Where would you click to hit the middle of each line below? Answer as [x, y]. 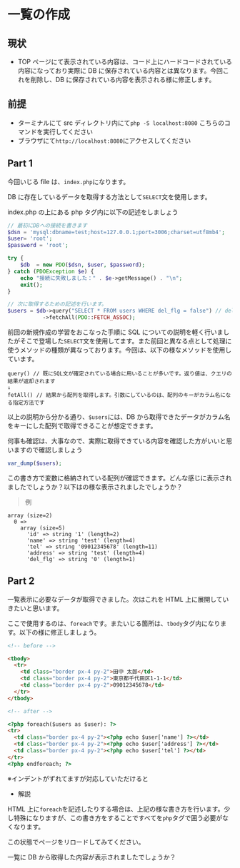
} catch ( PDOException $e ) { [51, 271]
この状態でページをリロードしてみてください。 [76, 842]
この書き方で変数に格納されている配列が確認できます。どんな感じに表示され [120, 478]
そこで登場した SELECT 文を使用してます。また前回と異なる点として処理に [126, 341]
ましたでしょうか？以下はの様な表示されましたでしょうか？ [95, 487]
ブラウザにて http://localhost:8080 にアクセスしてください [104, 141]
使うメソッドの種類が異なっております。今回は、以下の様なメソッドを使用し [120, 350]
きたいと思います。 [35, 608]
